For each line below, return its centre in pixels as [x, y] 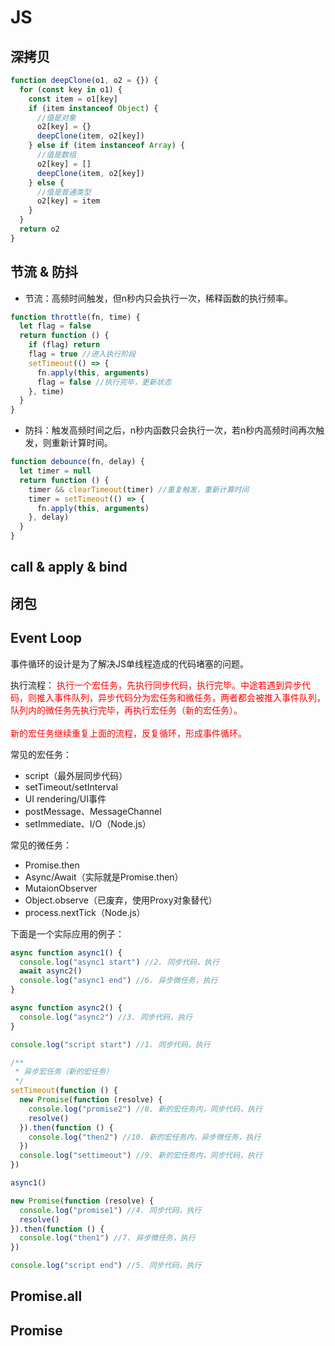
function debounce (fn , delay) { [77, 462]
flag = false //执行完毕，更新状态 [104, 382]
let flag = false [55, 326]
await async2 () [51, 971]
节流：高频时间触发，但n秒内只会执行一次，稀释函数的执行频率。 [159, 298]
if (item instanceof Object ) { [93, 108]
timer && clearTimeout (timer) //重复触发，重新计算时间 [139, 489]
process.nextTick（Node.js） [85, 912]
